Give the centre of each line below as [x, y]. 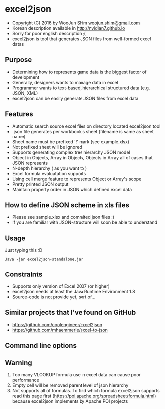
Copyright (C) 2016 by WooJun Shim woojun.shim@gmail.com [76, 23]
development [26, 77]
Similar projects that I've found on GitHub [71, 313]
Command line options [41, 345]
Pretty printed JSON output [40, 184]
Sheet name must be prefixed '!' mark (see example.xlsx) [71, 142]
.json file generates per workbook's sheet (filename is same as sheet [83, 131]
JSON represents [30, 163]
